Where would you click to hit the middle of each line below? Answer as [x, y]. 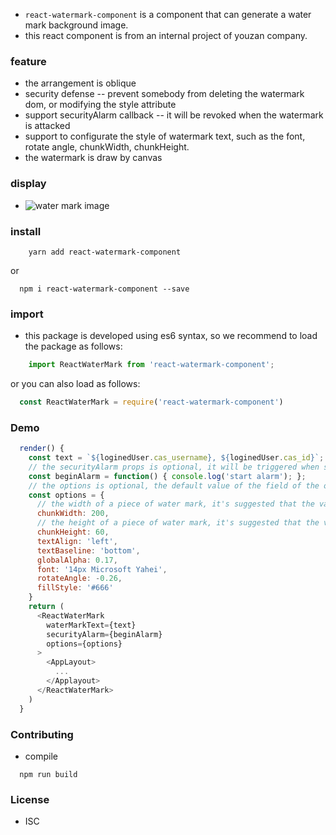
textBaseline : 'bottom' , [88, 550]
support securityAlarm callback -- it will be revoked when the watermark [174, 115]
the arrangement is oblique [80, 83]
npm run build [48, 774]
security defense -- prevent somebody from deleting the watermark [164, 94]
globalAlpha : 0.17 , [77, 560]
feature [28, 61]
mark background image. [76, 25]
